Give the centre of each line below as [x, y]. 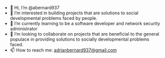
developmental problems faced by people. [54, 18]
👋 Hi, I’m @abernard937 [35, 8]
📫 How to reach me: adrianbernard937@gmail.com [63, 50]
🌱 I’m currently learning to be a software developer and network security [85, 23]
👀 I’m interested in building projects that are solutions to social [74, 13]
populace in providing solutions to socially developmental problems [79, 39]
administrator [24, 29]
